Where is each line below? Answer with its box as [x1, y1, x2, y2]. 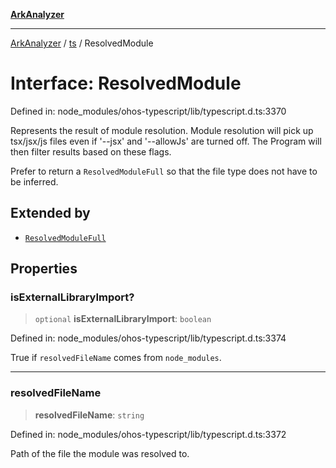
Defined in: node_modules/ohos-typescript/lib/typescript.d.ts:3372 [10, 428, 287, 440]
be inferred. [10, 175, 59, 188]
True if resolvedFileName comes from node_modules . [10, 352, 222, 364]
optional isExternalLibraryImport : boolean [34, 313, 212, 325]
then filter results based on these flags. [10, 145, 172, 158]
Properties [10, 260, 78, 278]
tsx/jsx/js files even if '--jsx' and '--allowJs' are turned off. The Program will [10, 135, 322, 147]
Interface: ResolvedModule [10, 72, 242, 95]
